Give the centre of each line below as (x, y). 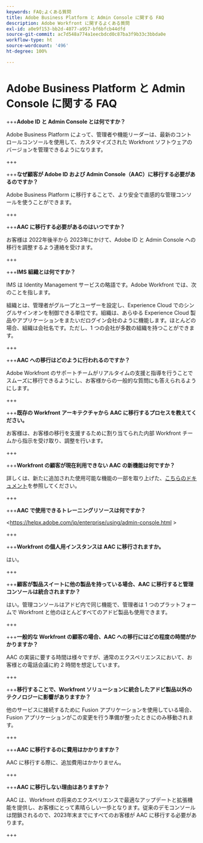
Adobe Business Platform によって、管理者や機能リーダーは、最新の (91, 134)
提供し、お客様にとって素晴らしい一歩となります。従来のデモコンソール (106, 807)
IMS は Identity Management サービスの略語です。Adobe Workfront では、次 (101, 285)
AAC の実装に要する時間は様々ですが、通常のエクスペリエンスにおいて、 (97, 657)
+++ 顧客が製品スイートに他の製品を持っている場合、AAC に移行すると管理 (100, 584)
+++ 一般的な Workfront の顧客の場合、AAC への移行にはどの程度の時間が (99, 636)
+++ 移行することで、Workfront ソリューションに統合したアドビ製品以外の (99, 689)
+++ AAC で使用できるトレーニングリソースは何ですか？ (76, 510)
